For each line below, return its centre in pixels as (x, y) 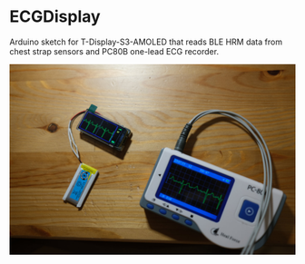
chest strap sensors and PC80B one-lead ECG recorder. (114, 51)
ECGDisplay (55, 17)
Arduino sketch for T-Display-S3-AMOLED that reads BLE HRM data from (146, 42)
